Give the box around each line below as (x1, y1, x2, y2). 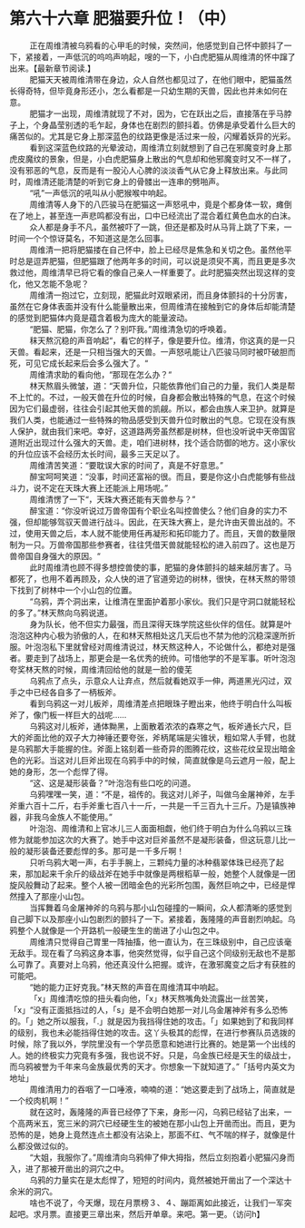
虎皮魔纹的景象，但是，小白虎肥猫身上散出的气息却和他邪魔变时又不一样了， (9, 153, 296, 164)
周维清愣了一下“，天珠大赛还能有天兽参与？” (29, 494, 196, 505)
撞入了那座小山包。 (16, 890, 89, 901)
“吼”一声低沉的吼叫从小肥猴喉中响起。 (29, 187, 172, 198)
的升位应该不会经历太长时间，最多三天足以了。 (9, 448, 184, 459)
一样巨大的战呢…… (56, 709, 127, 720)
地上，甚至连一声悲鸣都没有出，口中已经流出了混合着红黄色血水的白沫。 (25, 210, 296, 221)
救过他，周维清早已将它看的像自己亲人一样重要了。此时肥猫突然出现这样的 (9, 267, 288, 278)
